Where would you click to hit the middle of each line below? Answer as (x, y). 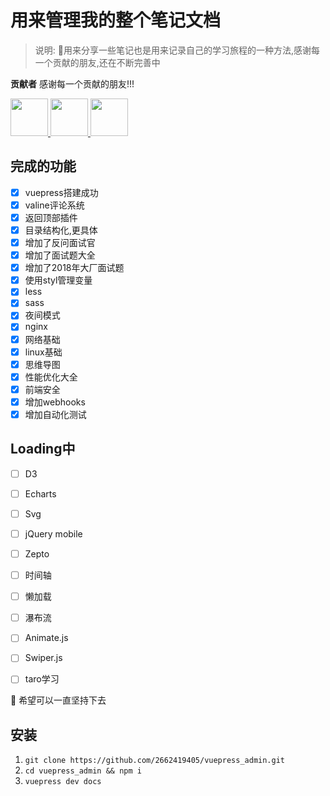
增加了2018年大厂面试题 (74, 268)
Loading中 (43, 449)
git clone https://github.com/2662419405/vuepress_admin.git (155, 761)
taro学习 (42, 679)
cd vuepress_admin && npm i (83, 771)
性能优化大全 (51, 377)
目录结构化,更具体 (61, 230)
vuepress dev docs (63, 782)
